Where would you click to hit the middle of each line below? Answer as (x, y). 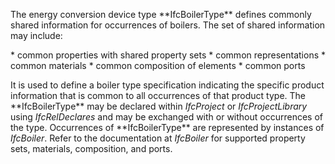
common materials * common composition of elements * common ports (158, 65)
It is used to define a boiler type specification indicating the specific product (167, 85)
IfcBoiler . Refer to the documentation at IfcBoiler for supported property (158, 138)
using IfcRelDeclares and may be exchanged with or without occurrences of (166, 117)
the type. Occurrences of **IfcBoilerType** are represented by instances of (167, 127)
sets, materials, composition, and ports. (91, 148)
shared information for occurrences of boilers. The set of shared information (168, 25)
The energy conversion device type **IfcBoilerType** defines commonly (161, 14)
